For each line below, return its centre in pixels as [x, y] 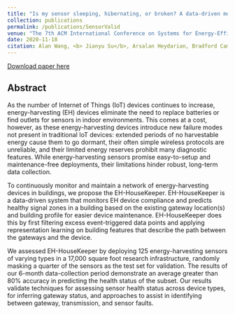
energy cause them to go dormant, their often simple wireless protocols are [116, 142]
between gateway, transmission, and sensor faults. [80, 303]
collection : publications [45, 20]
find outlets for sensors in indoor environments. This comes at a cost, [107, 120]
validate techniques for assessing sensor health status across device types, [116, 288]
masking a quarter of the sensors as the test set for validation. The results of [117, 266]
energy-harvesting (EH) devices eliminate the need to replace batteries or [113, 112]
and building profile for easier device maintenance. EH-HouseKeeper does [115, 215]
